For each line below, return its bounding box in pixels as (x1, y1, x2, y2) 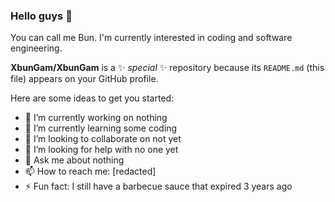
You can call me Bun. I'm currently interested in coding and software (10, 32, 293, 44)
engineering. (10, 42, 63, 54)
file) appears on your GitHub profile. (10, 73, 159, 85)
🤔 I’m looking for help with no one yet (24, 144, 179, 156)
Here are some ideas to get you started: (10, 92, 175, 104)
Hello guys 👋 (10, 9, 73, 23)
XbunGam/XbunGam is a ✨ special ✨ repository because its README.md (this (10, 62, 325, 74)
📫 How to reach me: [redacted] (24, 165, 157, 178)
